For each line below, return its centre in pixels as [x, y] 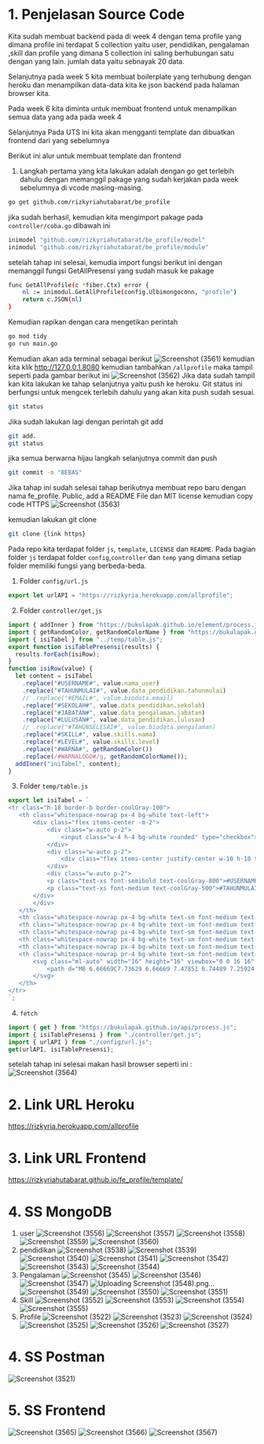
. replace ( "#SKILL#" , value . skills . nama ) [89, 735]
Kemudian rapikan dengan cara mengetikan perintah [93, 322]
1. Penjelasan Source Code [96, 15]
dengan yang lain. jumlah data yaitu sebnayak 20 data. [96, 61]
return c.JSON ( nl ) [52, 300]
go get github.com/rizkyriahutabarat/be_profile [89, 202]
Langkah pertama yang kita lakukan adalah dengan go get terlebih [126, 171]
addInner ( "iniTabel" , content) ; [68, 764]
